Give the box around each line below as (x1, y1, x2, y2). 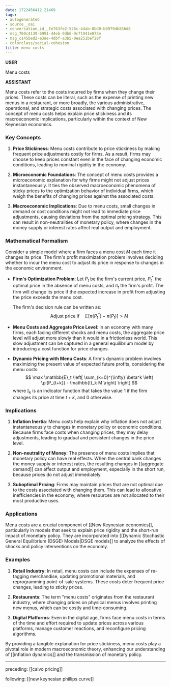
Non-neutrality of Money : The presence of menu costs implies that (12, 450, 155, 456)
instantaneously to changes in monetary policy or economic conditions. (12, 424, 163, 430)
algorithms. (12, 631, 37, 637)
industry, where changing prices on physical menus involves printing (12, 599, 157, 605)
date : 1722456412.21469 (5, 7, 56, 13)
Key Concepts (5, 134, 41, 141)
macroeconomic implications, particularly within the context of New (5, 115, 147, 122)
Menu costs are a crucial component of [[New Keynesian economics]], (5, 522, 154, 528)
